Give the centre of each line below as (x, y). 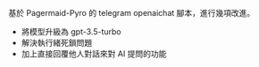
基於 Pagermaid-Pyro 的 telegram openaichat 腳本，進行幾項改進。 (132, 13)
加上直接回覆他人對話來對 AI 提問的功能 (94, 54)
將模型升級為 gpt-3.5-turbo (71, 32)
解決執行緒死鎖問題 (57, 43)
